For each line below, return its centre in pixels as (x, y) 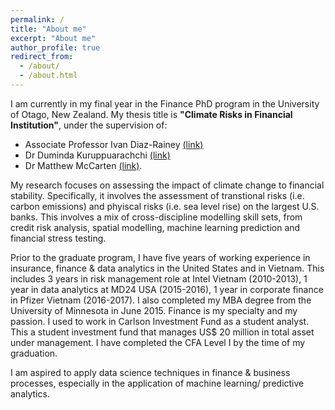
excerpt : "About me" (53, 38)
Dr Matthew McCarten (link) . (83, 165)
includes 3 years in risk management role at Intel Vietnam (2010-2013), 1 (159, 278)
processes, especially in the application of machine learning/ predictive (157, 383)
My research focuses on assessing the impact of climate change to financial (167, 185)
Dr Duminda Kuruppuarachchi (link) (97, 155)
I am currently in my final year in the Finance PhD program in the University (165, 103)
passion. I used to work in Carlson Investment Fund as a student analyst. (160, 321)
